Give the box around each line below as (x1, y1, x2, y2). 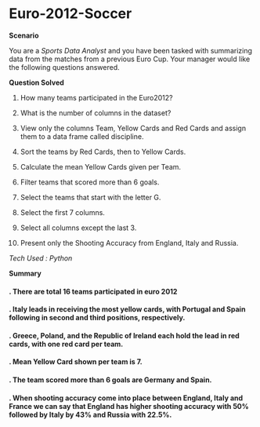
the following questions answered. (9, 62, 120, 71)
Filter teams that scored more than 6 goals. (20, 177, 160, 187)
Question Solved (9, 78, 65, 87)
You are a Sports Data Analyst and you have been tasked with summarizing (9, 46, 253, 55)
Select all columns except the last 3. (20, 223, 137, 232)
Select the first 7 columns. (20, 207, 105, 217)
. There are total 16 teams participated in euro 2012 (9, 286, 178, 296)
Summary (9, 268, 42, 278)
